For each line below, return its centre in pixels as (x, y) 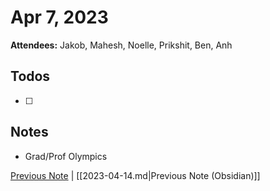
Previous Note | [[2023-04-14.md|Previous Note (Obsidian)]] (135, 175)
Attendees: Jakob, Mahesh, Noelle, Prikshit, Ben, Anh (121, 45)
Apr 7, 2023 (59, 17)
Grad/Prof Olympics (66, 156)
